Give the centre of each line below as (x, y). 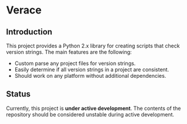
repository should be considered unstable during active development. (90, 114)
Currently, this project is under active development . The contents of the (93, 108)
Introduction (29, 32)
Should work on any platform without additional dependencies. (90, 76)
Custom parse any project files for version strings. (75, 63)
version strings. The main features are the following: (69, 52)
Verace (24, 10)
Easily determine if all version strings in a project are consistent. (92, 70)
